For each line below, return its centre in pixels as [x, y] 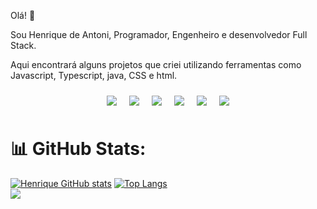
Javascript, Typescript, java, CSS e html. [94, 75]
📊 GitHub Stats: [78, 149]
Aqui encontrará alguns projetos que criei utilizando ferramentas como [156, 64]
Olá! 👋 [23, 15]
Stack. [23, 45]
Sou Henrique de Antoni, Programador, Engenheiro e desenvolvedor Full [159, 34]
